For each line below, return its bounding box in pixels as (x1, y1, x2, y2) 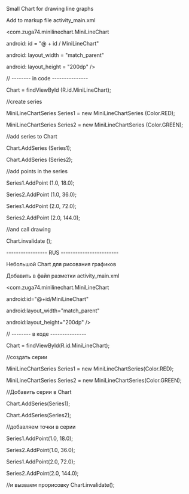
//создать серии (6, 354, 48, 360)
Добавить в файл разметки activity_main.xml (6, 272, 120, 279)
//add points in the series (6, 168, 68, 174)
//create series (6, 98, 42, 105)
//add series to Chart (6, 133, 58, 140)
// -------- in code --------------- (6, 75, 89, 82)
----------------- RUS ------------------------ (6, 249, 119, 256)
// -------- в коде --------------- (6, 330, 87, 338)
